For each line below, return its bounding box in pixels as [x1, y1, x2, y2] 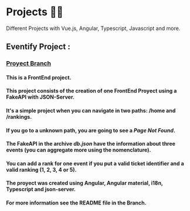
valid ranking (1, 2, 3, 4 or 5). [6, 166, 77, 173]
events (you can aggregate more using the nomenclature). [6, 146, 151, 153]
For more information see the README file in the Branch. [6, 199, 147, 206]
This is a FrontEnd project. [6, 73, 72, 81]
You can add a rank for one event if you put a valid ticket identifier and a [6, 160, 185, 167]
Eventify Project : [6, 42, 70, 52]
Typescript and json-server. [6, 186, 76, 193]
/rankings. [6, 113, 32, 120]
